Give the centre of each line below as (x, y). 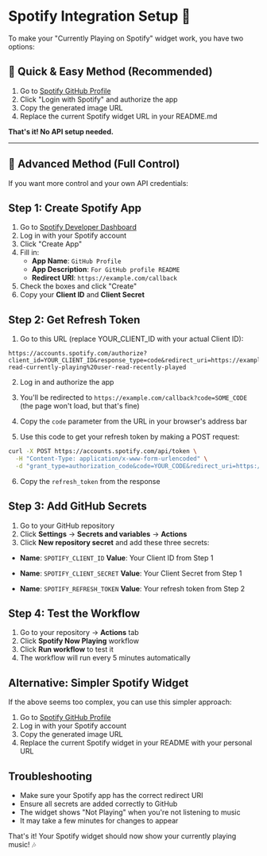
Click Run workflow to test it (66, 649)
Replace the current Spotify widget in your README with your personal (136, 743)
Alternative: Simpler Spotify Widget (99, 683)
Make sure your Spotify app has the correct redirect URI (111, 796)
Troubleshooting (50, 776)
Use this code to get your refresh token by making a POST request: (130, 437)
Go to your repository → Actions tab (79, 633)
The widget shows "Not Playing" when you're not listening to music (130, 812)
